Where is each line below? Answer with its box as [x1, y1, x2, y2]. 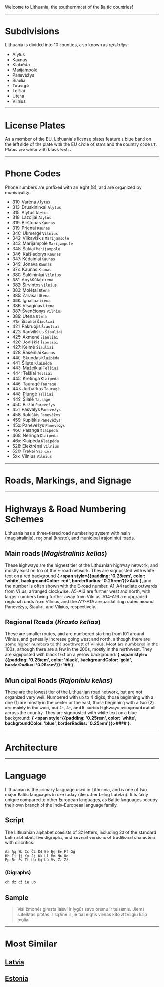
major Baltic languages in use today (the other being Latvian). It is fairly [5, 792, 149, 797]
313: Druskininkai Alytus [12, 204, 61, 210]
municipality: [5, 189, 31, 195]
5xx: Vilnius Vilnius [12, 453, 52, 459]
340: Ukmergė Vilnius [12, 230, 58, 236]
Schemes [5, 514, 44, 525]
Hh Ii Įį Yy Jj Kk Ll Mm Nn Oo [5, 853, 69, 858]
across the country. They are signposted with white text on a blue [5, 710, 137, 716]
